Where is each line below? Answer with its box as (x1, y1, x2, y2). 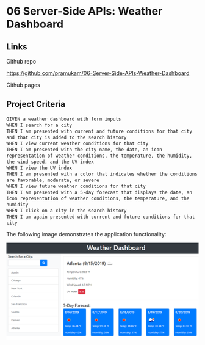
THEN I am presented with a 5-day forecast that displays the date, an (6, 189, 192, 195)
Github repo (6, 58, 37, 65)
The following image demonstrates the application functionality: (6, 230, 167, 238)
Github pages (6, 81, 41, 89)
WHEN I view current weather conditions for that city (6, 140, 149, 147)
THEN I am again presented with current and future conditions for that (6, 214, 195, 220)
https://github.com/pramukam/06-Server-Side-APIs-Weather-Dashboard (6, 70, 190, 77)
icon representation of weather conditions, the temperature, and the (6, 195, 190, 202)
